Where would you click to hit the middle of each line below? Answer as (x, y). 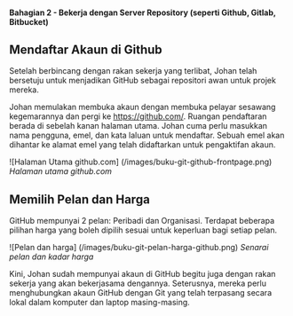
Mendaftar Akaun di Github (86, 49)
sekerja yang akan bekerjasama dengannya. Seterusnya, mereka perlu (138, 283)
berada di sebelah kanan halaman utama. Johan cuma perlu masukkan (139, 126)
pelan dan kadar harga (51, 257)
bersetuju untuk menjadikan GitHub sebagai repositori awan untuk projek (143, 81)
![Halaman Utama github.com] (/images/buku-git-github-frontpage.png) (141, 162)
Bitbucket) (29, 21)
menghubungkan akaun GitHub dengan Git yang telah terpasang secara (141, 293)
